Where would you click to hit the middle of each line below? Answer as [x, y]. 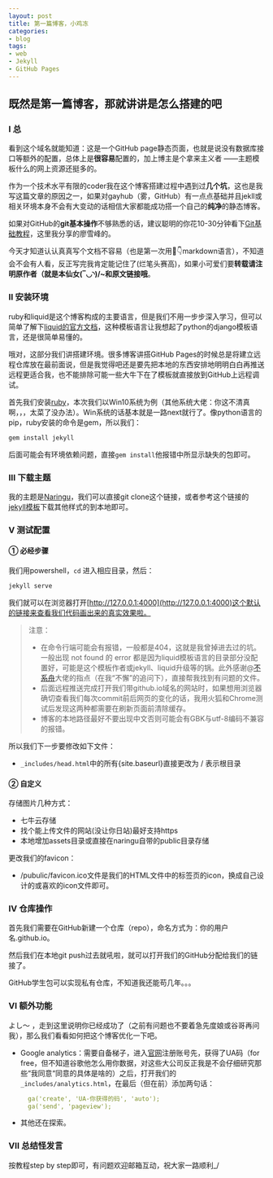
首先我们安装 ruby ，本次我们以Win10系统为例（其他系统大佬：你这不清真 [129, 402]
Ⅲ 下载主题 [30, 477]
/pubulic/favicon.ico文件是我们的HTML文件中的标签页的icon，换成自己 [139, 875]
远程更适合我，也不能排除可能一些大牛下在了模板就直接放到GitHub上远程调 [134, 374]
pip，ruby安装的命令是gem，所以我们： [75, 422]
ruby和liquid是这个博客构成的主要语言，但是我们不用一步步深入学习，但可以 [135, 316]
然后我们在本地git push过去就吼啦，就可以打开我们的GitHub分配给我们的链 [133, 955]
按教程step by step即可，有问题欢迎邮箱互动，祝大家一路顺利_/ [114, 1165]
